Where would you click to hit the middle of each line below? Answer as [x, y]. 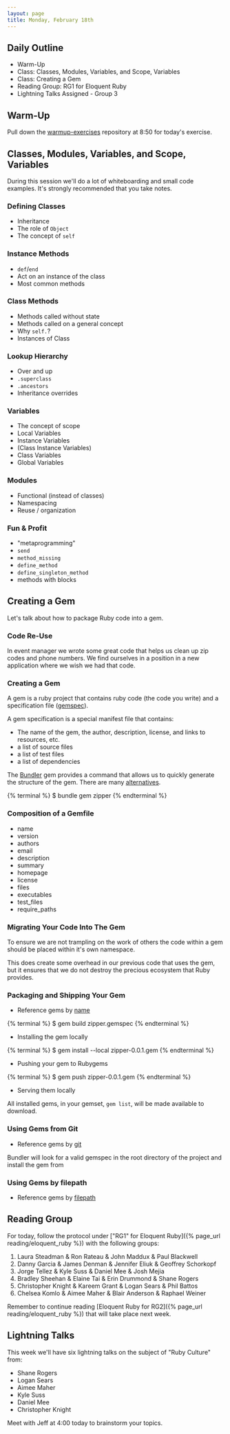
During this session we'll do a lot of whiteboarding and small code [101, 181]
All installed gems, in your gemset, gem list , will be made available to [106, 1104]
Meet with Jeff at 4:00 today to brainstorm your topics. [85, 1423]
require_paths [37, 909]
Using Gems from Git [43, 1129]
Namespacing [37, 503]
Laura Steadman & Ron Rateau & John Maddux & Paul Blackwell [107, 1256]
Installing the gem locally [52, 1037]
